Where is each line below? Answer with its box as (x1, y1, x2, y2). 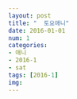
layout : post (8, 11, 52, 20)
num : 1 (8, 34, 30, 42)
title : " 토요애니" (8, 19, 70, 27)
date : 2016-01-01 (8, 26, 66, 34)
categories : (8, 42, 48, 49)
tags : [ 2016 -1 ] (8, 71, 59, 79)
